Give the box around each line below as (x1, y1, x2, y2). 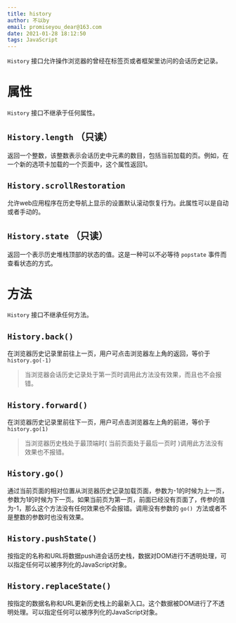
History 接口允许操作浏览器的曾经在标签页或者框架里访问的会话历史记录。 (7, 57, 223, 65)
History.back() (7, 332, 74, 341)
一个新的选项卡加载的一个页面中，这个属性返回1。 (7, 160, 152, 168)
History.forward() (7, 400, 88, 410)
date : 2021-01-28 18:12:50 (7, 30, 86, 37)
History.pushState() (7, 534, 98, 544)
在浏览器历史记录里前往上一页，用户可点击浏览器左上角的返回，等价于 (7, 349, 211, 358)
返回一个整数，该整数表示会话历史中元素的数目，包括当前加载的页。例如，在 (7, 151, 229, 159)
